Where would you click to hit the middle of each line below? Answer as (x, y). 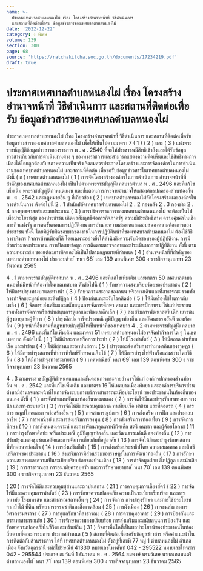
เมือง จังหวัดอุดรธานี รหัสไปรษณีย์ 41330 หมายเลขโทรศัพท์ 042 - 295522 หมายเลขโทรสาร (101, 548)
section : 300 (23, 46)
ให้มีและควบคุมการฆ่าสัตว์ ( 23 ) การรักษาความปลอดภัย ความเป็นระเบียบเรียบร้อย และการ (96, 493)
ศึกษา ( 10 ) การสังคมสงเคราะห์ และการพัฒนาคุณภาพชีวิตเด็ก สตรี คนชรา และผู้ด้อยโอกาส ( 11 (100, 426)
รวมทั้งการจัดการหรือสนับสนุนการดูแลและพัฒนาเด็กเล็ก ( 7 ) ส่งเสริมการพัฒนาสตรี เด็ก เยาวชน (101, 312)
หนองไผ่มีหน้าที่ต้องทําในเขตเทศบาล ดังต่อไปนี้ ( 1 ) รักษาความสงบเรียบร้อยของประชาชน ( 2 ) (99, 285)
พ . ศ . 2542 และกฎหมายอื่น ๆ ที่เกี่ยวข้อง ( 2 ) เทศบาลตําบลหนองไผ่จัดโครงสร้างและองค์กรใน (101, 198)
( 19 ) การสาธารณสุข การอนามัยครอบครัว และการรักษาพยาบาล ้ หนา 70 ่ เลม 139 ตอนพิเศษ (99, 467)
